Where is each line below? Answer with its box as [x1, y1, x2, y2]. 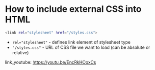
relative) [12, 49, 29, 55]
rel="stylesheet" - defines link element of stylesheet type [12, 39, 131, 45]
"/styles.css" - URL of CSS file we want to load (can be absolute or [12, 44, 151, 50]
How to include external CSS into [5, 3, 142, 15]
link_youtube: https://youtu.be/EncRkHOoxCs [5, 59, 97, 65]
